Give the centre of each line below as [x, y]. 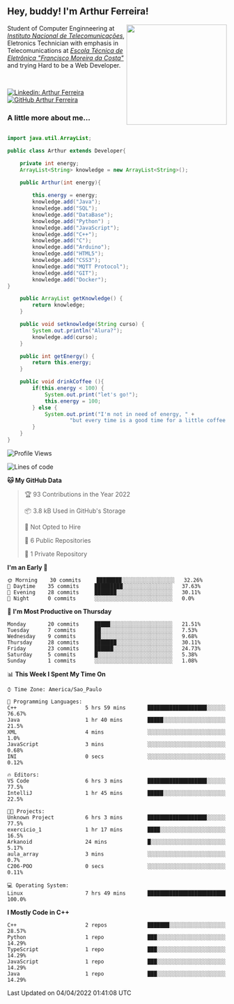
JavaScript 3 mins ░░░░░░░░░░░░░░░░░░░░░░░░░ [117, 744]
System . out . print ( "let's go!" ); [91, 394]
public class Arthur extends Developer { [67, 150]
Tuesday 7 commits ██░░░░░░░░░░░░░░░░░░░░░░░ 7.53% [102, 630]
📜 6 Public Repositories [57, 540]
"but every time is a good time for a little [136, 421]
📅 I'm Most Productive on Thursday [60, 611]
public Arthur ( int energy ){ [60, 183]
